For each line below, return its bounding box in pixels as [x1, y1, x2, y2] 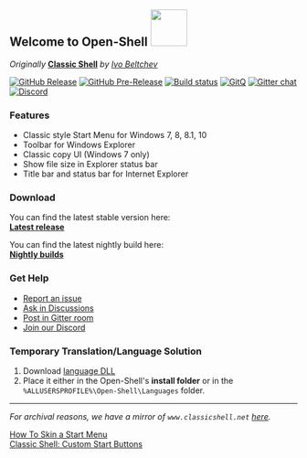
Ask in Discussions [22, 303, 94, 314]
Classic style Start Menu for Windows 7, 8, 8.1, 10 [22, 130, 207, 141]
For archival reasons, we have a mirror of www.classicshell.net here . [9, 411, 271, 421]
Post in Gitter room [22, 312, 94, 323]
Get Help [9, 272, 49, 284]
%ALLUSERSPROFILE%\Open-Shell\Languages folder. [22, 385, 206, 396]
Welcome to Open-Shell [9, 34, 148, 50]
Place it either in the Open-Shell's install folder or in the [22, 376, 234, 386]
